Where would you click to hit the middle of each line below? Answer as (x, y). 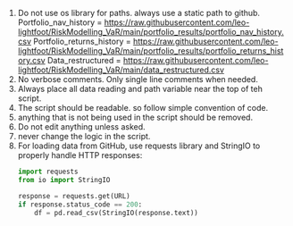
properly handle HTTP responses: (80, 155)
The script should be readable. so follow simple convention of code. (143, 108)
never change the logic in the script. (84, 136)
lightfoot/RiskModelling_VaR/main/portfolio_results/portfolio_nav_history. (151, 32)
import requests (48, 172)
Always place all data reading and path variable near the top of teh (140, 89)
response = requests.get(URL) (74, 196)
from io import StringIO (64, 180)
